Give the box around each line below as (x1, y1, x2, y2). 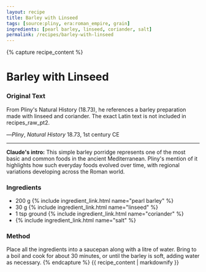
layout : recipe (6, 9, 45, 15)
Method (6, 232, 31, 240)
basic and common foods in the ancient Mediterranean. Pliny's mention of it (6, 154, 198, 162)
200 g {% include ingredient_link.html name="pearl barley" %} (15, 197, 174, 204)
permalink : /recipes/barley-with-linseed (6, 32, 114, 38)
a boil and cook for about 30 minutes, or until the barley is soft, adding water (6, 252, 200, 260)
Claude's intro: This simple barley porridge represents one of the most (6, 148, 186, 156)
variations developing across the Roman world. (6, 168, 125, 175)
